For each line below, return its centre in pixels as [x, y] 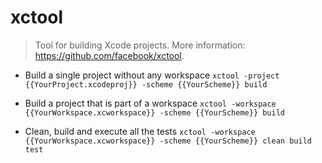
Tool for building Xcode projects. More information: [140, 45]
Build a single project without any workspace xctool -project [152, 75]
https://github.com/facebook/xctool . [109, 55]
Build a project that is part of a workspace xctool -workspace [150, 103]
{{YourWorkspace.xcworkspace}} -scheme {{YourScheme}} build [155, 112]
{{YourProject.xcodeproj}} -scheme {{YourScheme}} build [146, 84]
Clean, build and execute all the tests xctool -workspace [140, 131]
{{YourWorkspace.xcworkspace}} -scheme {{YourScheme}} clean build [168, 141]
